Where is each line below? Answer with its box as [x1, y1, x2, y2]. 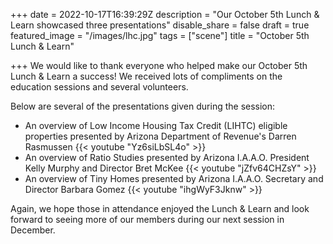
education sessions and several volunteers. [10, 81, 189, 93]
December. [10, 224, 56, 236]
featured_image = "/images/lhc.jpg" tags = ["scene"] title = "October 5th [10, 30, 310, 41]
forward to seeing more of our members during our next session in [10, 214, 285, 225]
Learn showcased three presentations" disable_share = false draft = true [10, 19, 310, 31]
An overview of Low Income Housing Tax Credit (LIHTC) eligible [24, 120, 288, 131]
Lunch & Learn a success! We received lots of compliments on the [10, 70, 283, 82]
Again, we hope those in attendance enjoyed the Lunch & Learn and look [10, 203, 310, 214]
